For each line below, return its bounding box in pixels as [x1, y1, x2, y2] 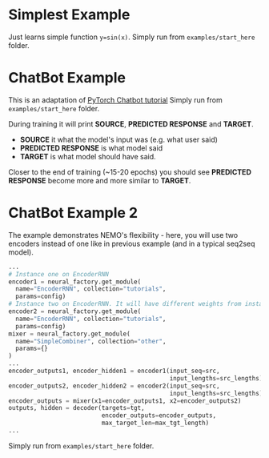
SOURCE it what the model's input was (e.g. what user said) [19, 135, 219, 144]
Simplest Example [8, 6, 130, 24]
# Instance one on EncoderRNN [8, 270, 110, 278]
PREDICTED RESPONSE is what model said [19, 143, 163, 153]
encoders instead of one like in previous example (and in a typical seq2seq [8, 239, 255, 248]
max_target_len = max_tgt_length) [101, 419, 210, 428]
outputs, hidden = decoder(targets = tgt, [8, 404, 146, 412]
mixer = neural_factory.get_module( [8, 330, 130, 338]
